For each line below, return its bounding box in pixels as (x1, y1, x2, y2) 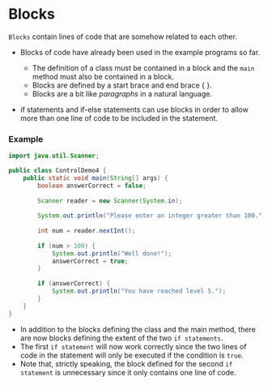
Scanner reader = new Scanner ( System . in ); (37, 196, 183, 205)
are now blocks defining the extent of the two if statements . (19, 333, 223, 343)
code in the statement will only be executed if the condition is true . (19, 350, 244, 360)
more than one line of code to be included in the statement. (19, 113, 219, 122)
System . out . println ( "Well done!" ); (51, 249, 172, 258)
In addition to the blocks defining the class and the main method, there (19, 324, 257, 334)
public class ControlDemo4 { (8, 167, 107, 175)
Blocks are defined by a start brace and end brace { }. (32, 80, 212, 90)
